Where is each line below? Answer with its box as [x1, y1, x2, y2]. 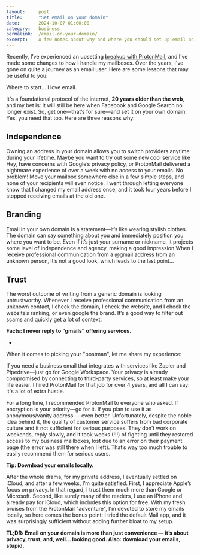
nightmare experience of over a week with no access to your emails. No [6, 166, 184, 174]
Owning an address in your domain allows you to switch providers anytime [6, 147, 190, 154]
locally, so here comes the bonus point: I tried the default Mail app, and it [6, 511, 186, 518]
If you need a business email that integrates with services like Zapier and [6, 362, 186, 369]
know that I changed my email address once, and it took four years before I [6, 186, 192, 193]
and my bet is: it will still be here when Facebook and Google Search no [6, 102, 183, 108]
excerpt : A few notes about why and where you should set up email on [6, 37, 195, 43]
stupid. [6, 542, 25, 550]
